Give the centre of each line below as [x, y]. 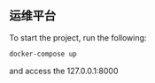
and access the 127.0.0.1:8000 [64, 71]
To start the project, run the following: [78, 37]
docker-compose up [43, 54]
